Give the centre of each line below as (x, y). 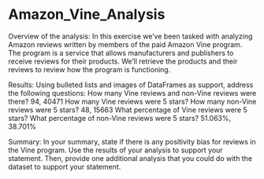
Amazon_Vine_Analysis (87, 15)
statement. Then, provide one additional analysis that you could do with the (130, 158)
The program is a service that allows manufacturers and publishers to (121, 53)
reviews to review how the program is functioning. (89, 69)
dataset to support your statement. (65, 166)
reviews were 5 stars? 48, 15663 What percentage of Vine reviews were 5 (128, 110)
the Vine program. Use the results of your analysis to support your (115, 150)
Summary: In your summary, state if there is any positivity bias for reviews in (132, 141)
